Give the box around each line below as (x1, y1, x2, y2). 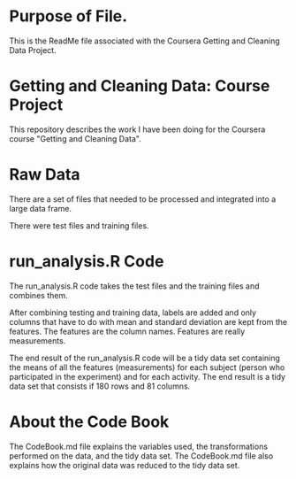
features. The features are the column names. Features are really (9, 326, 246, 336)
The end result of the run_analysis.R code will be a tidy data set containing (9, 352, 281, 363)
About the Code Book (9, 412, 170, 431)
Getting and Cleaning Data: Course (9, 76, 270, 97)
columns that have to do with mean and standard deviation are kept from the (9, 316, 288, 327)
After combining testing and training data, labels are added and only (9, 307, 257, 318)
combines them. (9, 290, 68, 300)
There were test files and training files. (9, 220, 149, 231)
